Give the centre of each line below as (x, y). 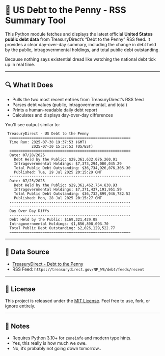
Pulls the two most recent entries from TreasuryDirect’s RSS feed (78, 99)
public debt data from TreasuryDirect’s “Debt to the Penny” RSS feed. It (78, 39)
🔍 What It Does (29, 85)
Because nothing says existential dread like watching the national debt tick (81, 59)
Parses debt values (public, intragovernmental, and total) (70, 105)
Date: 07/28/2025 (27, 155)
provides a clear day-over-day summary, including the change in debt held (81, 44)
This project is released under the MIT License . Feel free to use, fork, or (78, 301)
